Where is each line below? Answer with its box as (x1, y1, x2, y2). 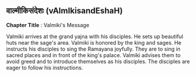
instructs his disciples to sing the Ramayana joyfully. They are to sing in (6, 45, 181, 52)
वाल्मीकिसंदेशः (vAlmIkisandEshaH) (6, 6, 123, 16)
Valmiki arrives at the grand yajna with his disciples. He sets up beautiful (6, 33, 184, 40)
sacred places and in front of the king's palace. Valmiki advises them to (6, 51, 181, 59)
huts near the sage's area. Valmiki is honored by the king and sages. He (6, 39, 182, 46)
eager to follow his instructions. (6, 64, 83, 71)
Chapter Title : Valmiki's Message (6, 21, 90, 28)
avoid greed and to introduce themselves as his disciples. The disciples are (6, 58, 190, 65)
